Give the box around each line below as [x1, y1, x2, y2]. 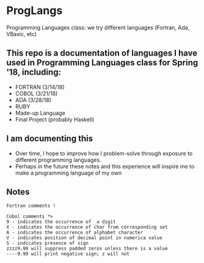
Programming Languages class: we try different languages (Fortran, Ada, [6, 24, 190, 31]
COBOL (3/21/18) [15, 90, 58, 97]
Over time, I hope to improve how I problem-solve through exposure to [15, 150, 193, 157]
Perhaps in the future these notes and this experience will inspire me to [15, 162, 195, 170]
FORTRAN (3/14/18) [15, 83, 65, 90]
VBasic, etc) [6, 30, 37, 37]
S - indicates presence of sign [6, 240, 89, 247]
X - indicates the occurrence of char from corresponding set [6, 224, 168, 231]
